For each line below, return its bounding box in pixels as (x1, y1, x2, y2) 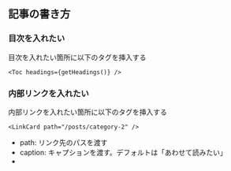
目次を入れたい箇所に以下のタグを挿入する (8, 52, 147, 61)
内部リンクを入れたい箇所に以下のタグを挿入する (8, 107, 167, 117)
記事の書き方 (8, 7, 71, 21)
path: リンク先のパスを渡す (19, 137, 108, 147)
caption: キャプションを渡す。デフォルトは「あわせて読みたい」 (19, 147, 227, 157)
